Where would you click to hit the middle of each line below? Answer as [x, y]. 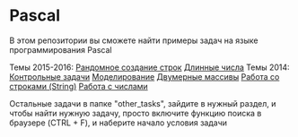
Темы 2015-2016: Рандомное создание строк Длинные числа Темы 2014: [149, 67]
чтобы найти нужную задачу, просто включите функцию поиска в [136, 113]
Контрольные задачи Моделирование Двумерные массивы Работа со [145, 76]
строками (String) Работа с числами [79, 86]
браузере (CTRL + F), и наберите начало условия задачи [118, 123]
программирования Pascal [61, 49]
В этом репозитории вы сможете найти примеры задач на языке [134, 40]
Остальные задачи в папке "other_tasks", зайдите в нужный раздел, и [143, 103]
